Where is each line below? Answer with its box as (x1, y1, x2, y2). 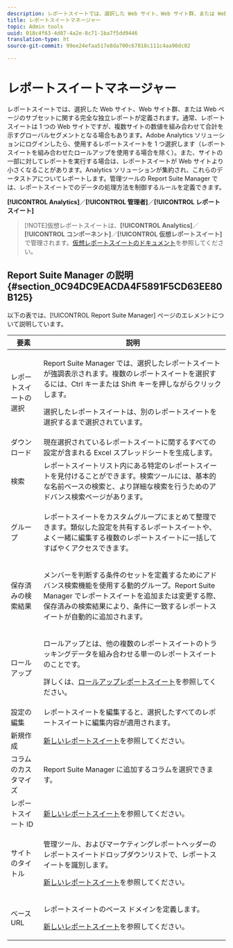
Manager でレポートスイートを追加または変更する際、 (43, 591, 221, 601)
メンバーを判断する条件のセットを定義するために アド (43, 570, 217, 580)
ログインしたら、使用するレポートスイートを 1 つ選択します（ (25, 140, 202, 148)
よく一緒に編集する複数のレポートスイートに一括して (43, 533, 217, 542)
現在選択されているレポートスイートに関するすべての (43, 437, 216, 447)
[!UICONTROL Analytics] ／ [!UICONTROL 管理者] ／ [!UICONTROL (7, 197, 195, 206)
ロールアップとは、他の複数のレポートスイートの (43, 638, 203, 648)
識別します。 (71, 860, 112, 870)
